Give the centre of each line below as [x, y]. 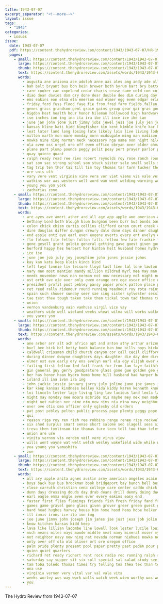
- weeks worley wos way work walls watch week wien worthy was [88, 578]
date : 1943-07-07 [27, 46]
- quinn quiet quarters [46, 551]
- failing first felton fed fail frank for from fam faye [82, 366]
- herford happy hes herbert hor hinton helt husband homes [84, 249]
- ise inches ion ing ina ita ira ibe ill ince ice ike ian [84, 118]
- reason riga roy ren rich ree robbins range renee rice [82, 420]
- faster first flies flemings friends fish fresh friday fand [88, 501]
